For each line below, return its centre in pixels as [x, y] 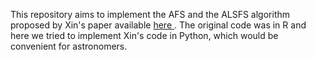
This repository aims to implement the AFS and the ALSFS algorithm [150, 14]
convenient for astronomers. [69, 46]
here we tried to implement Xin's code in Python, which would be [144, 35]
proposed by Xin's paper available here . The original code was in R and [158, 25]
